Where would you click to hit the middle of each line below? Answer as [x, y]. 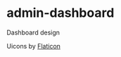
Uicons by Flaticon [34, 46]
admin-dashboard [60, 13]
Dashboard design [33, 32]
